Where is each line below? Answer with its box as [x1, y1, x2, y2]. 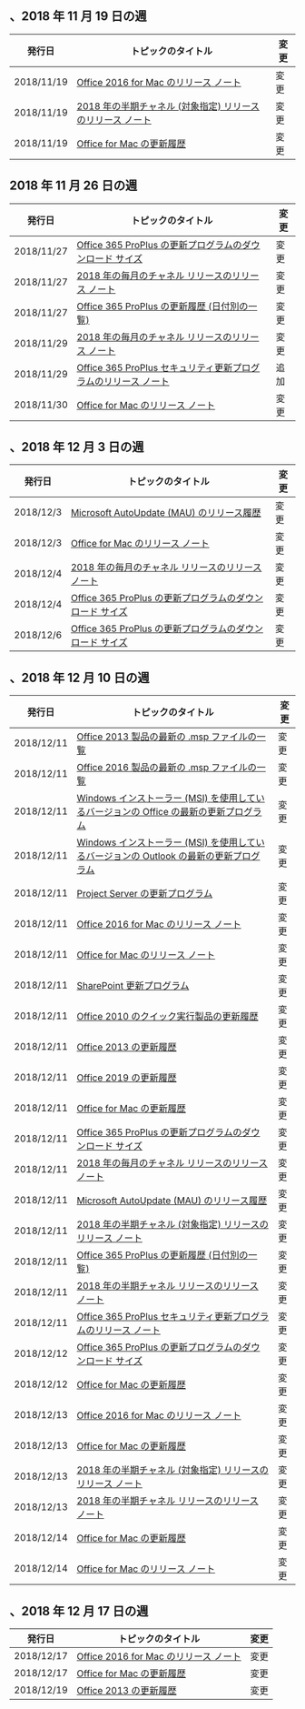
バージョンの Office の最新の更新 [85, 806, 226, 819]
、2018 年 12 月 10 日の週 [9, 669, 150, 685]
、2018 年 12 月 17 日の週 [9, 1603, 149, 1619]
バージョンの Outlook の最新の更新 [85, 849, 233, 862]
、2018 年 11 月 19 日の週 [9, 8, 147, 25]
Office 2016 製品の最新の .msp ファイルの [76, 761, 257, 774]
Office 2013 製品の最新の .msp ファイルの [76, 730, 257, 743]
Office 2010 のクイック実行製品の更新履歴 [76, 1010, 259, 1023]
